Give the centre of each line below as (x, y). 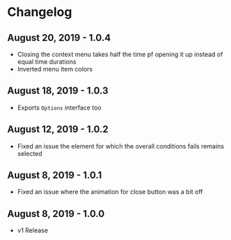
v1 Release (33, 230)
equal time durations (47, 62)
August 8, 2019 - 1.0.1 (55, 175)
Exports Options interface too (59, 108)
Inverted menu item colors (55, 69)
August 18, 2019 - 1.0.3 (58, 91)
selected (30, 153)
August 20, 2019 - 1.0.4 (59, 38)
